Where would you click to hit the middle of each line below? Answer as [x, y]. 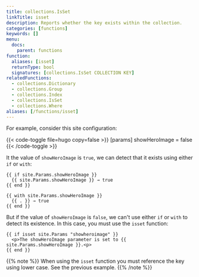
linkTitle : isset [28, 17]
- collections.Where [37, 106]
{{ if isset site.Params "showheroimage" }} [62, 235]
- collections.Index [37, 95]
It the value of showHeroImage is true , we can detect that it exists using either [99, 158]
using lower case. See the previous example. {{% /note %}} [79, 267]
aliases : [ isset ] [33, 61]
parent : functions [40, 51]
